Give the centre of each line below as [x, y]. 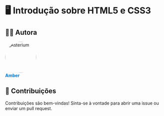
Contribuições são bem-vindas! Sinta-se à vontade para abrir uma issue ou [82, 103]
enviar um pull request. [29, 108]
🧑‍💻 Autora [21, 32]
